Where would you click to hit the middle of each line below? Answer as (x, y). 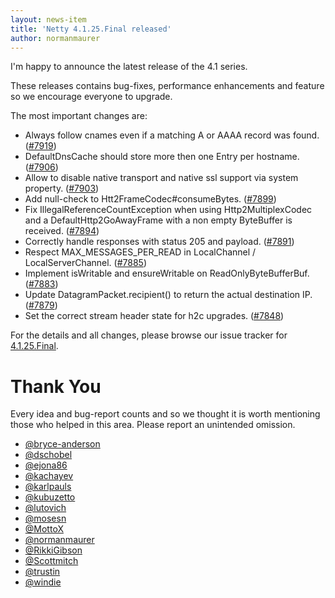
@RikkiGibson (53, 550)
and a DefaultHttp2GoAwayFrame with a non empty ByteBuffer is (158, 220)
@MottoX (44, 529)
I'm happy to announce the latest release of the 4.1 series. (129, 67)
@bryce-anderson (62, 444)
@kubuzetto (50, 497)
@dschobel (48, 455)
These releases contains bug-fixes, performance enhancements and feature (167, 86)
